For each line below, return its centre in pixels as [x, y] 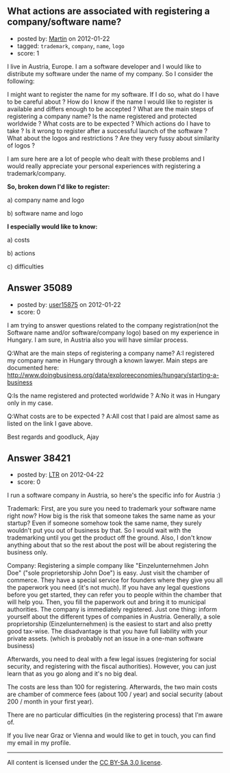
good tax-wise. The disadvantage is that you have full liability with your [107, 632]
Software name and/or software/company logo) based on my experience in [113, 332]
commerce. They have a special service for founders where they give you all [115, 580]
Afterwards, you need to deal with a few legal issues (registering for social [112, 659]
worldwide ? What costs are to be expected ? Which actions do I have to [109, 124]
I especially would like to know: [52, 227]
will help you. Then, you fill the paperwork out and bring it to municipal [106, 602]
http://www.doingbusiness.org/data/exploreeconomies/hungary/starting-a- [113, 375]
